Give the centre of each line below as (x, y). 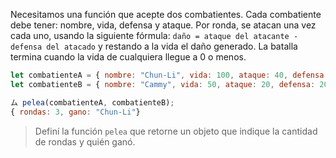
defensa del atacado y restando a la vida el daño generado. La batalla (154, 46)
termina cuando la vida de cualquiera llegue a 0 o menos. (128, 57)
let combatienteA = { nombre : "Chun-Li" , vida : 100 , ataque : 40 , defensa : (169, 75)
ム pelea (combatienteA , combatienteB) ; (92, 102)
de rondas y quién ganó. (85, 141)
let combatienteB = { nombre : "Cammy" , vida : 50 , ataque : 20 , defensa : (163, 84)
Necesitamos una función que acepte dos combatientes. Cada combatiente (166, 14)
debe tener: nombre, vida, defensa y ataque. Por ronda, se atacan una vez (163, 25)
